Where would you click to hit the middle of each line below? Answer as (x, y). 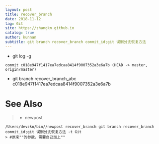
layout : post (19, 10)
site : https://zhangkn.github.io (40, 28)
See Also (24, 104)
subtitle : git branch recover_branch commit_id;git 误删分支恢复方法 (76, 42)
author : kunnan (21, 38)
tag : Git (14, 24)
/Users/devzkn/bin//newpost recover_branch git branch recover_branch (80, 127)
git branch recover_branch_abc (44, 78)
